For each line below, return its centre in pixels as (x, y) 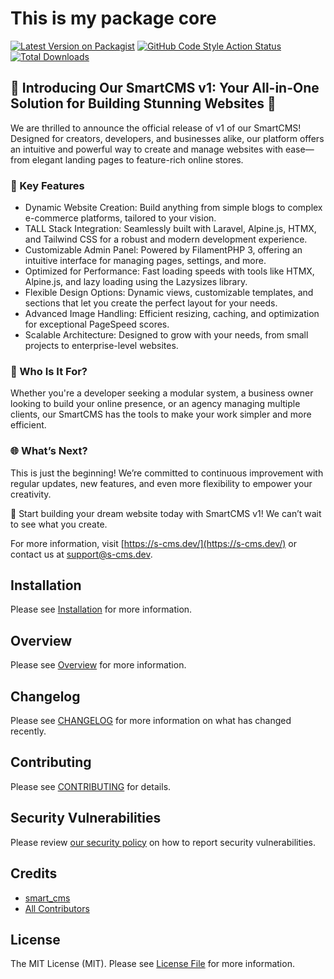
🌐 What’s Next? (49, 451)
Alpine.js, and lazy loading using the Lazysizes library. (136, 282)
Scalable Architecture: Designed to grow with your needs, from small (166, 335)
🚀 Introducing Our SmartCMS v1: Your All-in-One (165, 88)
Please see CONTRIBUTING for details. (91, 786)
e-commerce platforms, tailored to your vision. (120, 218)
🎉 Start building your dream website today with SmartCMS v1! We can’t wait (166, 513)
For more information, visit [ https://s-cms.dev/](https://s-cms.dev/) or (153, 543)
